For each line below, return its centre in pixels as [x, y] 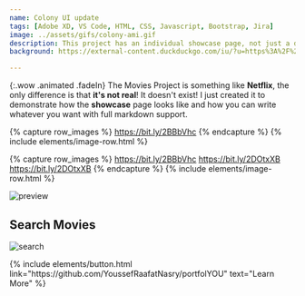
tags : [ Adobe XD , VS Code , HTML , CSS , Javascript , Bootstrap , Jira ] [142, 26]
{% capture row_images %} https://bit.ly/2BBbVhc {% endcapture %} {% [146, 132]
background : [32, 52]
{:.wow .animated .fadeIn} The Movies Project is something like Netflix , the [149, 85]
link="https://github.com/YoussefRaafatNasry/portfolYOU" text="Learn [142, 273]
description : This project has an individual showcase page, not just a [150, 43]
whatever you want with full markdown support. [98, 114]
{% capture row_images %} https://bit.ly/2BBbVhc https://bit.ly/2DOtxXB [145, 159]
